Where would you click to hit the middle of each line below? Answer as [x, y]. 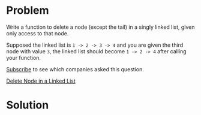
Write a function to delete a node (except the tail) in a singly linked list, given [100, 27]
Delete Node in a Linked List [41, 81]
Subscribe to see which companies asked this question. [75, 69]
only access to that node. [37, 33]
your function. [23, 57]
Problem [28, 10]
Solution [28, 105]
